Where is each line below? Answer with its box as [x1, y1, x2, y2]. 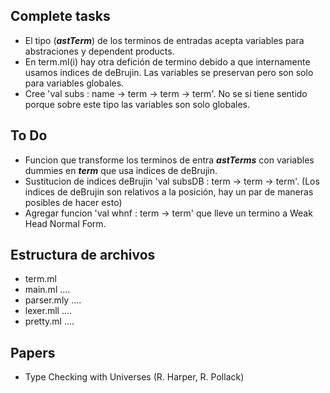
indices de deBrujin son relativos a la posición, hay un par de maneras [24, 185, 314, 198]
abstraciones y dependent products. [24, 45, 175, 57]
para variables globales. [24, 77, 125, 89]
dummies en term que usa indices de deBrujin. [24, 164, 218, 176]
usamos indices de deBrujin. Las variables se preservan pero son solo [24, 66, 314, 78]
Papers [10, 344, 56, 361]
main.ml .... [24, 284, 71, 296]
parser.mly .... [24, 294, 82, 306]
